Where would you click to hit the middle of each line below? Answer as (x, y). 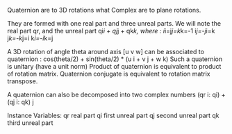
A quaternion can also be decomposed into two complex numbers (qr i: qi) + (116, 94)
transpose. (23, 81)
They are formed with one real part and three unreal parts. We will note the (114, 23)
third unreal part (30, 123)
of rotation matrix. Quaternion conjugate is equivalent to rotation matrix (109, 74)
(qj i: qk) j (20, 102)
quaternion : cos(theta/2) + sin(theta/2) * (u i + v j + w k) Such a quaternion (115, 59)
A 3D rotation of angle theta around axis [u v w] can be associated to (106, 52)
